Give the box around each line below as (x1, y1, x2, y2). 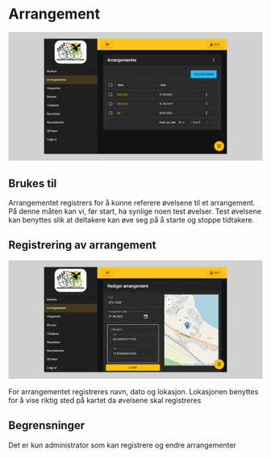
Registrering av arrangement (8, 239, 156, 252)
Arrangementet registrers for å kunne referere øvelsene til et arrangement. (8, 198, 256, 207)
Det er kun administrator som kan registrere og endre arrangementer (8, 440, 236, 450)
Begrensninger (8, 418, 85, 432)
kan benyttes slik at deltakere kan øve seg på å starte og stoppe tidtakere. (8, 214, 255, 224)
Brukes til (8, 177, 57, 190)
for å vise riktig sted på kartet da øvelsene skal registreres (8, 395, 202, 405)
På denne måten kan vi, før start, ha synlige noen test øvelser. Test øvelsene (8, 206, 262, 216)
